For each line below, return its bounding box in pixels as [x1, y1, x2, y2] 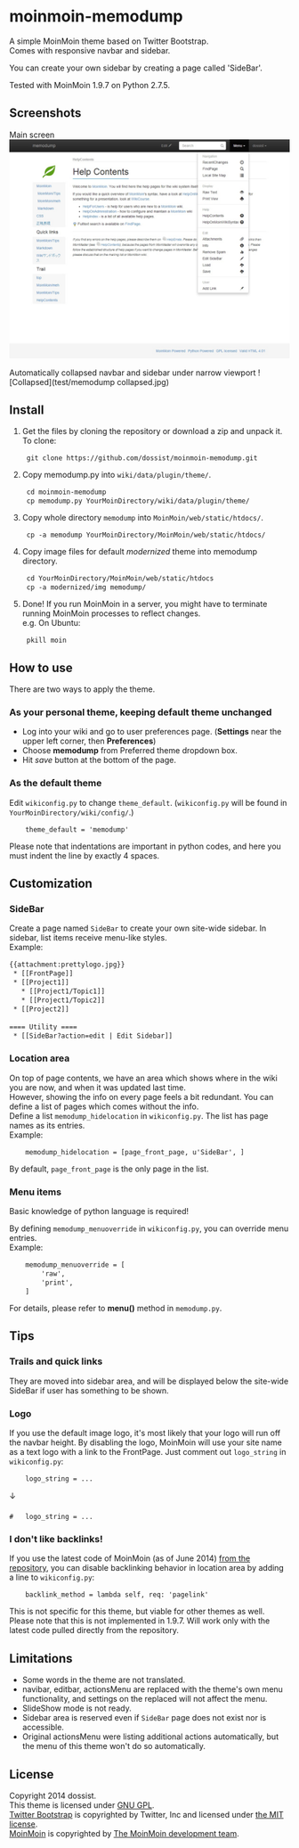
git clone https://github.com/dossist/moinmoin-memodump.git [26, 454, 258, 463]
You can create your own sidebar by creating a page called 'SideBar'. [9, 62, 263, 73]
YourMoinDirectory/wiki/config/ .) [9, 807, 134, 817]
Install [9, 402, 44, 417]
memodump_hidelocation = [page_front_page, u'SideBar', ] [25, 1147, 245, 1156]
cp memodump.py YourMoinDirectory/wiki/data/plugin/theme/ [26, 497, 250, 505]
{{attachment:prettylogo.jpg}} [9, 960, 125, 969]
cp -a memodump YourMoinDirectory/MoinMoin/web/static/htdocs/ [26, 530, 266, 540]
